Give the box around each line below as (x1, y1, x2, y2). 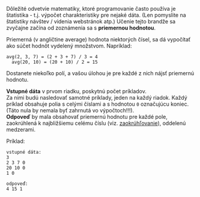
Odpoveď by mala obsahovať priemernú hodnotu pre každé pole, (6, 114, 168, 120)
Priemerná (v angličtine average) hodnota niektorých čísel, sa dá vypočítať (6, 36, 191, 43)
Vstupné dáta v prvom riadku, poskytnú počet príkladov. (6, 88, 147, 95)
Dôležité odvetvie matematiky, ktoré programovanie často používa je (6, 5, 176, 12)
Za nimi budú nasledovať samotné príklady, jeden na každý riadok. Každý (6, 94, 187, 101)
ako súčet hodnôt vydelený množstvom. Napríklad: (6, 42, 132, 49)
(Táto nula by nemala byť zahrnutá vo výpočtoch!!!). (6, 107, 135, 114)
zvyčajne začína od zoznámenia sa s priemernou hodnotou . (6, 24, 156, 31)
